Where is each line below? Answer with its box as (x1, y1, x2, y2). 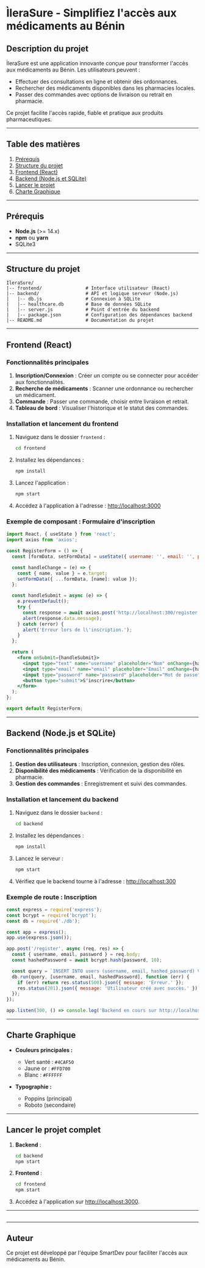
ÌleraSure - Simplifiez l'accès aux (6, 6, 177, 20)
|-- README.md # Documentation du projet (6, 318, 154, 324)
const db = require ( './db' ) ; (6, 918, 81, 924)
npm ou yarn (15, 234, 49, 241)
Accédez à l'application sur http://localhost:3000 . (15, 1198, 140, 1206)
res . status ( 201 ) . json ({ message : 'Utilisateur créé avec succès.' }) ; (17, 985, 201, 991)
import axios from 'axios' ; (6, 537, 78, 543)
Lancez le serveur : (15, 854, 64, 862)
